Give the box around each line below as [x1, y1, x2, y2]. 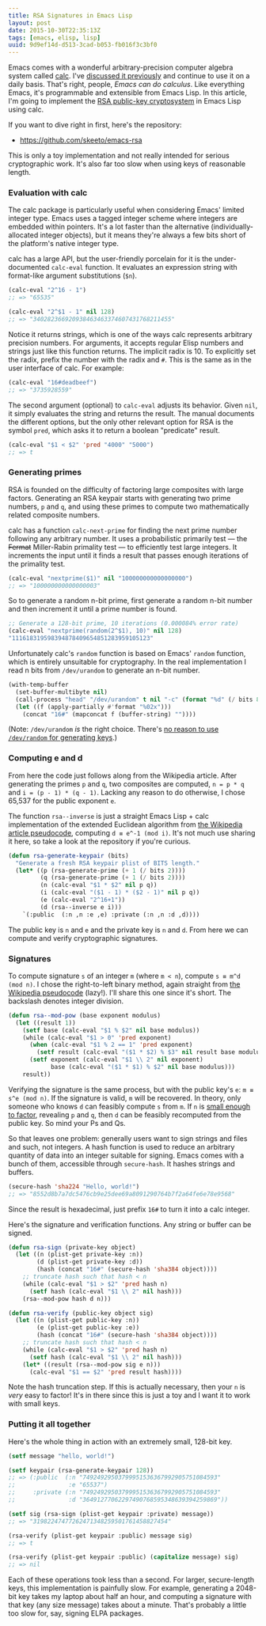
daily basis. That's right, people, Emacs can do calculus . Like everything [8, 80, 245, 89]
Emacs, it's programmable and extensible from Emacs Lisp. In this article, [8, 88, 248, 97]
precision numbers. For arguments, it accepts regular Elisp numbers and [8, 338, 244, 347]
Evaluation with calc [8, 188, 88, 199]
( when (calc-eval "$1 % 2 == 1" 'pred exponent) [28, 1041, 193, 1049]
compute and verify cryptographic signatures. [8, 933, 158, 942]
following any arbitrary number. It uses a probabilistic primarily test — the [8, 533, 248, 543]
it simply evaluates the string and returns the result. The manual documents [8, 408, 255, 418]
